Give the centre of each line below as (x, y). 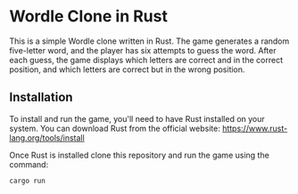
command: (29, 164)
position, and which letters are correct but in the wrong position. (127, 69)
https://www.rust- (255, 128)
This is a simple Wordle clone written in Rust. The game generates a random (149, 41)
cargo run (28, 181)
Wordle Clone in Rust (88, 16)
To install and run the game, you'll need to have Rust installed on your (137, 118)
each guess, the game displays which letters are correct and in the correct (146, 60)
